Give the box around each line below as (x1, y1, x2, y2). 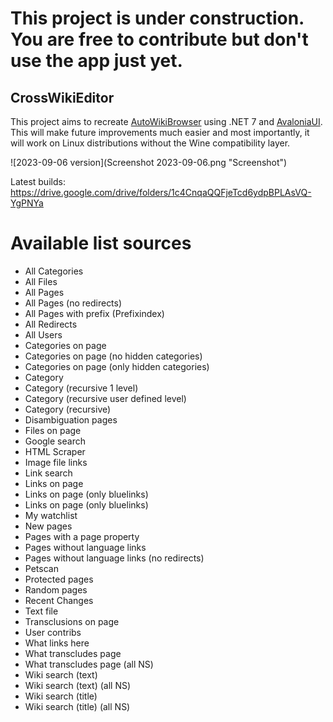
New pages (24, 520, 73, 532)
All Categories (24, 265, 84, 277)
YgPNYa (10, 197, 44, 209)
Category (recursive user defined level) (24, 392, 187, 404)
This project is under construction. (10, 7, 305, 30)
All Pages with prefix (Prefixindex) (24, 307, 165, 319)
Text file (24, 605, 59, 617)
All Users (24, 328, 63, 341)
